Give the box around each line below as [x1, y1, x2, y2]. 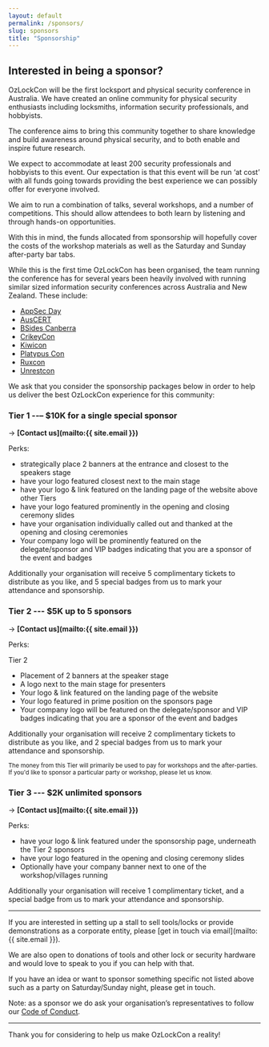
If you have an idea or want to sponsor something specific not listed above [8, 974, 255, 984]
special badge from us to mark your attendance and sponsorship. [8, 894, 224, 903]
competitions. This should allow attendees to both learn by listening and [8, 209, 246, 218]
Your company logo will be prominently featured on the [19, 536, 202, 546]
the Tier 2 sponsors [19, 844, 86, 854]
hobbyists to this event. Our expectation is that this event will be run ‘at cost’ [8, 168, 260, 177]
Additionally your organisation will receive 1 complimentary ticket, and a [8, 886, 244, 895]
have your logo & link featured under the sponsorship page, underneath [19, 836, 256, 846]
